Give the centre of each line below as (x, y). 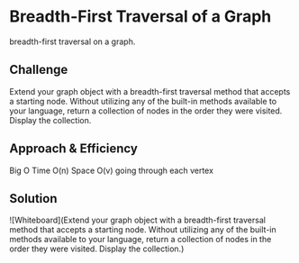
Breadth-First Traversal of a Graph (140, 17)
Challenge (39, 70)
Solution (33, 199)
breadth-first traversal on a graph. (72, 41)
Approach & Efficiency (73, 149)
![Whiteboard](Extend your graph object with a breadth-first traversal (137, 220)
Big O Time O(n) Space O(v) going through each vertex (112, 170)
